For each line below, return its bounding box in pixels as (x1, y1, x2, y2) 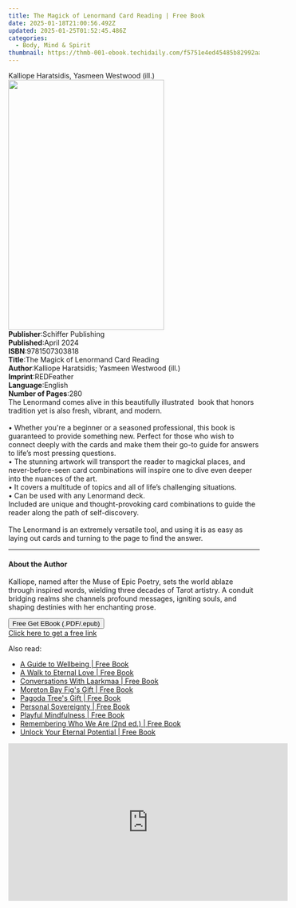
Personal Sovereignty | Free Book (19, 702, 130, 712)
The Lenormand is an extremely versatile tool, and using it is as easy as (8, 525, 243, 534)
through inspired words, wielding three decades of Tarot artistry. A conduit (8, 586, 254, 595)
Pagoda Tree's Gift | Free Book (19, 694, 121, 703)
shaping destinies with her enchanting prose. (8, 602, 157, 612)
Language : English (8, 381, 69, 390)
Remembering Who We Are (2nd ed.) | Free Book (19, 719, 181, 729)
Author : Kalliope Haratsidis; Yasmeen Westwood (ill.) (8, 363, 181, 373)
